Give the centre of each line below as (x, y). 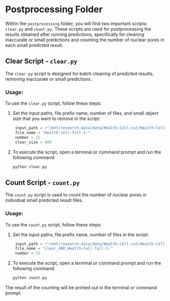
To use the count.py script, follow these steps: (54, 224)
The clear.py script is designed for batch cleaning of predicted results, (79, 73)
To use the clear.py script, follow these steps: (54, 104)
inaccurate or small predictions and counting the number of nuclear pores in (85, 40)
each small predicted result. (34, 45)
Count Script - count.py (43, 182)
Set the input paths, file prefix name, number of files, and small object (86, 113)
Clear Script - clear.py (41, 61)
